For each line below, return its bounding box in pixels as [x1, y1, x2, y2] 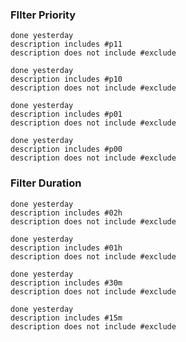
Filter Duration [10, 176, 82, 190]
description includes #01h [10, 243, 123, 253]
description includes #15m [10, 313, 123, 323]
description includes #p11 [10, 39, 123, 50]
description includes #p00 [10, 144, 123, 155]
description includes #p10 [10, 74, 123, 85]
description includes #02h [10, 208, 123, 218]
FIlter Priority [10, 8, 77, 22]
